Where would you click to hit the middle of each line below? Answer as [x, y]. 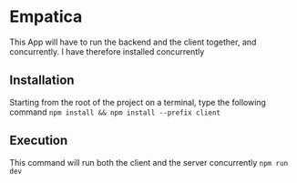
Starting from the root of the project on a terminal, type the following [138, 102]
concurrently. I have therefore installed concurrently [107, 51]
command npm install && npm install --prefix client [115, 112]
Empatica [46, 17]
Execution [39, 141]
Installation [42, 81]
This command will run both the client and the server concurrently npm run [149, 162]
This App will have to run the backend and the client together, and [133, 42]
